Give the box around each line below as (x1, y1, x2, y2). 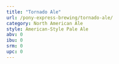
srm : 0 (6, 43, 23, 49)
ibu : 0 (6, 37, 23, 43)
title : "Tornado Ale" (6, 9, 62, 15)
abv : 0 (6, 32, 23, 38)
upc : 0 (6, 49, 23, 55)
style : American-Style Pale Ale (6, 26, 88, 32)
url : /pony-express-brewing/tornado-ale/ (6, 15, 114, 21)
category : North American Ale (6, 20, 84, 26)
